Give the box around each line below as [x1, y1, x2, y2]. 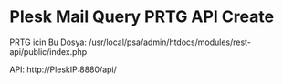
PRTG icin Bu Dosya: [9, 37, 87, 47]
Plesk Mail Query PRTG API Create [9, 6, 275, 27]
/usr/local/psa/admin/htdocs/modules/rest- [88, 37, 251, 47]
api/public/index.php [9, 46, 88, 57]
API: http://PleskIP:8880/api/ [9, 64, 117, 75]
